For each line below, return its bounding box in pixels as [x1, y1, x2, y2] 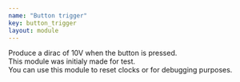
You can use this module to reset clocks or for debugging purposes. [8, 65, 233, 75]
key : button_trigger [8, 19, 78, 27]
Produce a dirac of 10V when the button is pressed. [8, 49, 178, 58]
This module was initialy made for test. [8, 57, 136, 66]
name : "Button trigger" [8, 11, 88, 20]
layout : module [8, 26, 59, 34]
